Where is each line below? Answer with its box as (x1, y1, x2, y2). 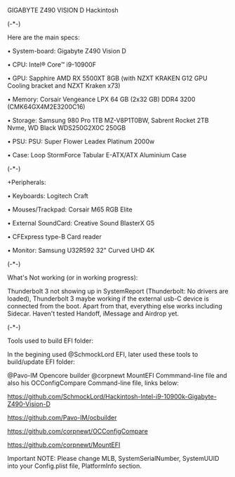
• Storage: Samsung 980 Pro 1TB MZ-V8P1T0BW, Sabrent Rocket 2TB (7, 116, 209, 124)
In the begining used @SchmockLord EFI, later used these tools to (7, 351, 199, 358)
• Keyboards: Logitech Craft (7, 192, 89, 200)
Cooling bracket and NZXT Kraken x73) (7, 81, 121, 90)
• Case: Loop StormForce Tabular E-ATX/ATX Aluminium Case (7, 151, 187, 159)
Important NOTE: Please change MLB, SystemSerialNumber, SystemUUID (7, 455, 220, 462)
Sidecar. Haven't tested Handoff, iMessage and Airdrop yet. (7, 309, 180, 318)
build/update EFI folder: (7, 358, 76, 366)
